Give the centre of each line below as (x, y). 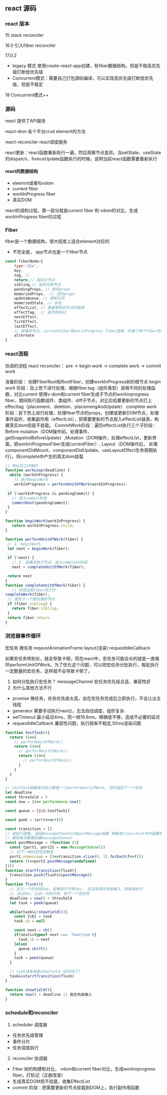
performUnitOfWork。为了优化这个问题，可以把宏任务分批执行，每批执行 (84, 665)
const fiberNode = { (24, 262)
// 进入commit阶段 (29, 498)
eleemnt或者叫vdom (33, 183)
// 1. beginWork (24, 544)
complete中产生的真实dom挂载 (52, 456)
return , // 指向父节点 (35, 280)
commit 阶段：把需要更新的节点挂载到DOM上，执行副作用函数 (76, 1088)
